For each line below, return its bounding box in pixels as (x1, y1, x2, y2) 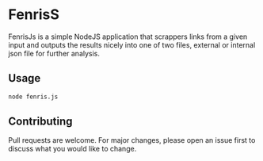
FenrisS (8, 6, 59, 24)
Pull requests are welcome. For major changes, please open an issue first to (8, 136, 256, 145)
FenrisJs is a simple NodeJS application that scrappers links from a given (8, 32, 248, 41)
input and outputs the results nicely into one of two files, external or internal (8, 40, 256, 49)
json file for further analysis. (8, 48, 101, 58)
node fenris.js (8, 93, 59, 101)
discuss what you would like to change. (8, 144, 137, 154)
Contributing (8, 115, 73, 128)
